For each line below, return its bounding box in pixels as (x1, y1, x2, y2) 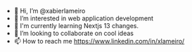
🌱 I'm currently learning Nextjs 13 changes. (13, 22, 139, 30)
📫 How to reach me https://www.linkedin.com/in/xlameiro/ (13, 37, 185, 45)
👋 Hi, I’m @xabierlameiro (13, 7, 86, 15)
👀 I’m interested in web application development (13, 14, 153, 22)
